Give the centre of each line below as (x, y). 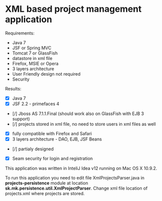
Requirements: (20, 33)
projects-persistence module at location (47, 183)
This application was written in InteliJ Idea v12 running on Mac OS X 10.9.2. (81, 169)
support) (21, 119)
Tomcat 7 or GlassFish (35, 53)
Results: (13, 88)
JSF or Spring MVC (32, 48)
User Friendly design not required (46, 74)
